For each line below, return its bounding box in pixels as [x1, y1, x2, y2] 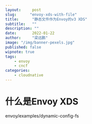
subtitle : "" [5, 21, 37, 27]
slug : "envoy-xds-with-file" [5, 12, 77, 17]
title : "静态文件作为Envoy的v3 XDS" [5, 17, 87, 22]
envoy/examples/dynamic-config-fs [5, 112, 79, 118]
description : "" [5, 26, 39, 31]
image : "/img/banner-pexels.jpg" [5, 40, 75, 45]
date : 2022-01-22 [5, 31, 55, 36]
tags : [5, 54, 16, 59]
